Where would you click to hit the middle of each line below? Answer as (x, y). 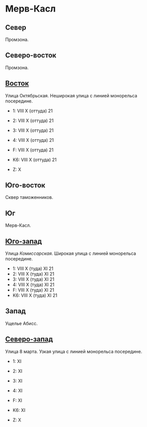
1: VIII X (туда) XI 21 (33, 269)
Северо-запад (29, 339)
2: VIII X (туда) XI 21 (33, 274)
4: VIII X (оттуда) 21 (33, 140)
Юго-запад (23, 241)
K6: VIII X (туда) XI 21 (35, 295)
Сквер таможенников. (29, 197)
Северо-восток (31, 55)
